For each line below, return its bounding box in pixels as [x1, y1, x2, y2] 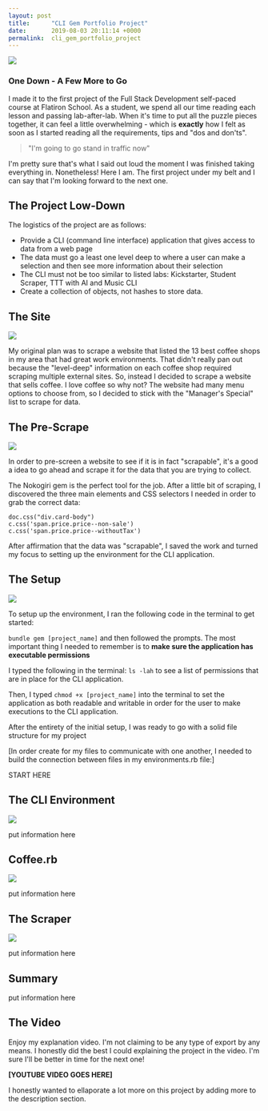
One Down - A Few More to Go [8, 75, 128, 86]
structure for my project [8, 730, 86, 740]
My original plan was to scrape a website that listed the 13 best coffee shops [8, 346, 261, 356]
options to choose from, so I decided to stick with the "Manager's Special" [8, 389, 254, 399]
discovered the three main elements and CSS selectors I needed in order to [8, 489, 256, 499]
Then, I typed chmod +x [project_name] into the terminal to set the [8, 689, 226, 699]
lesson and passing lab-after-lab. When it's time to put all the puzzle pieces [8, 110, 258, 120]
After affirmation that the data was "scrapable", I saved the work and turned [8, 541, 258, 551]
